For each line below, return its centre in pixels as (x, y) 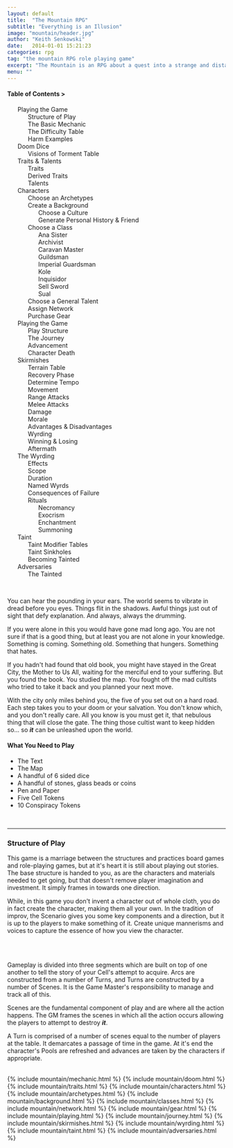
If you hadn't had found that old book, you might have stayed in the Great (112, 664)
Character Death (51, 353)
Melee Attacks (48, 404)
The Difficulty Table (56, 131)
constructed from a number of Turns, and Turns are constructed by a (106, 980)
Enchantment (57, 522)
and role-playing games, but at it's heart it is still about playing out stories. (113, 866)
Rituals (37, 500)
